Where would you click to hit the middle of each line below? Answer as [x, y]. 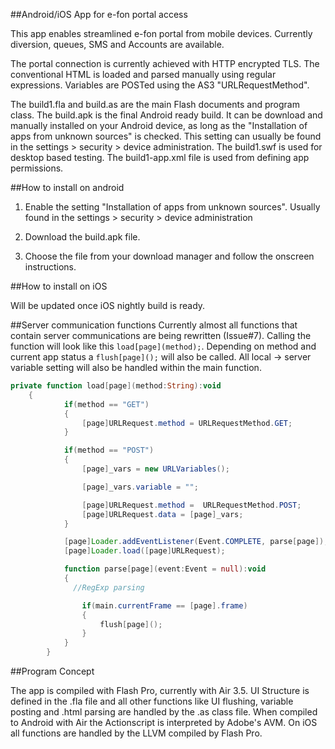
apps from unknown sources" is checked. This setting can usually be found [166, 136]
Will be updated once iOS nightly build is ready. [108, 305]
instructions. [50, 267]
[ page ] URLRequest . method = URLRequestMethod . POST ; [191, 505]
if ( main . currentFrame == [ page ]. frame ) [164, 605]
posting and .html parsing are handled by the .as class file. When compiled [164, 712]
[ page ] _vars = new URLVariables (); [155, 469]
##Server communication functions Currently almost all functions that [154, 325]
